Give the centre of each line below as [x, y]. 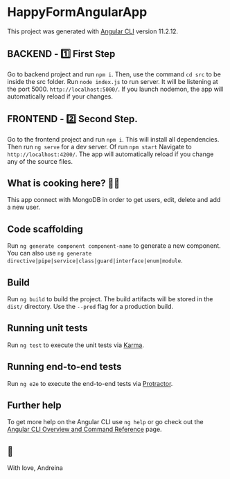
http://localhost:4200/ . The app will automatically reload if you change [110, 154]
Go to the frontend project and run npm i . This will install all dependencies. [113, 139]
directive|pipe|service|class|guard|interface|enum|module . [95, 260]
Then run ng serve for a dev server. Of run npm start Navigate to [99, 146]
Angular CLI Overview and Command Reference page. [85, 429]
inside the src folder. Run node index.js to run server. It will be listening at [113, 81]
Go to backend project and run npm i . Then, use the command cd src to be [114, 74]
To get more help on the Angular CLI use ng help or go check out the [105, 422]
